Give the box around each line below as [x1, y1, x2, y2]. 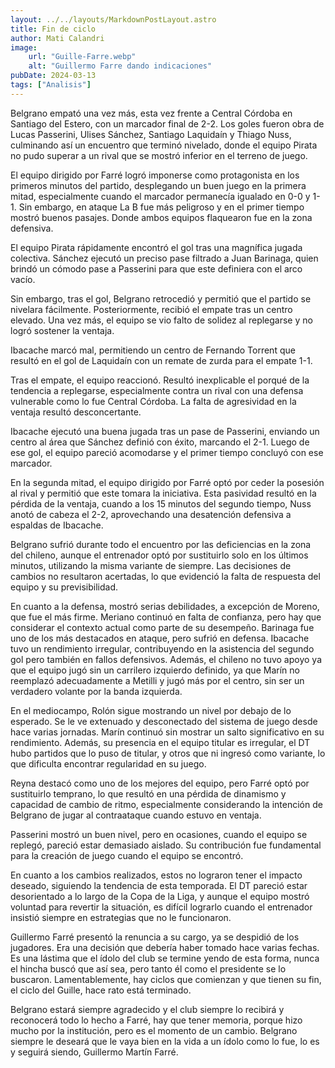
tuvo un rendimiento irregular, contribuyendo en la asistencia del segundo [10, 642, 315, 655]
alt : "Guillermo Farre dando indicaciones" [28, 61, 213, 71]
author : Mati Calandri [10, 33, 105, 43]
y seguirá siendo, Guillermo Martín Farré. [10, 1046, 179, 1058]
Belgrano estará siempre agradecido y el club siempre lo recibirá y [10, 1003, 285, 1015]
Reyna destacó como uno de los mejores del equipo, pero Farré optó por [10, 777, 310, 789]
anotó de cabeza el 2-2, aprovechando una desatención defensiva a [10, 508, 292, 520]
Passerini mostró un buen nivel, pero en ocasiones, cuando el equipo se [10, 828, 308, 840]
